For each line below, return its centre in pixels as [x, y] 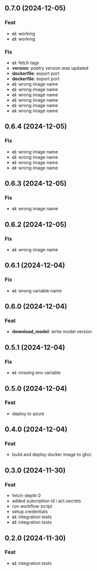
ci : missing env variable [36, 373]
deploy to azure [28, 413]
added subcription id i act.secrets [46, 501]
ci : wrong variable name [37, 291]
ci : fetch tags [25, 63]
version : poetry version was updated [50, 68]
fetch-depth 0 [26, 496]
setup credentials [30, 512]
